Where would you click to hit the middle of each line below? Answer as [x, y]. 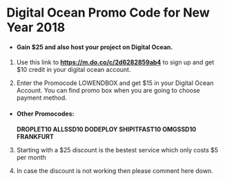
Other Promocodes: [45, 113]
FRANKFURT [35, 136]
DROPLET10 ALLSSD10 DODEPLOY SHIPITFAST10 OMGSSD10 [106, 129]
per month [31, 157]
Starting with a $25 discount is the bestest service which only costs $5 [117, 149]
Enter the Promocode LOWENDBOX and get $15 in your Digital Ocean [115, 83]
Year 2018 [36, 27]
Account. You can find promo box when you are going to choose [108, 91]
